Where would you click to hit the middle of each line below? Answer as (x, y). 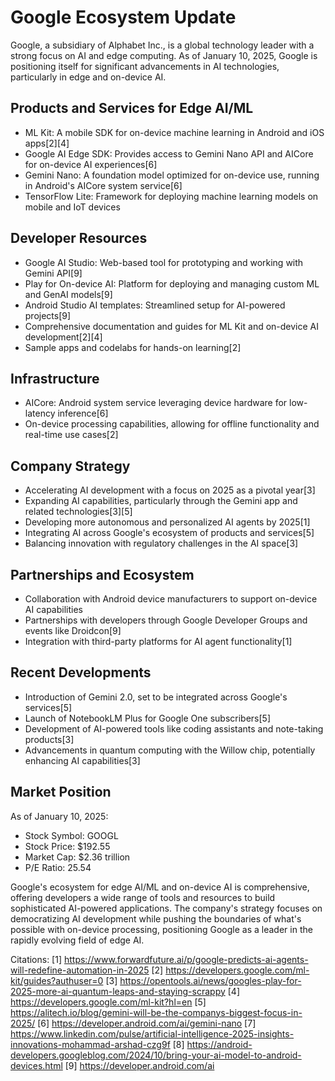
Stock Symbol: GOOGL (71, 835)
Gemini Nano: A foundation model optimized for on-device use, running (172, 175)
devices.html (36, 1065)
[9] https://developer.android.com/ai (139, 1065)
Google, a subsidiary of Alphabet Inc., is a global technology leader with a (162, 45)
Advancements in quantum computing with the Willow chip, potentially (170, 750)
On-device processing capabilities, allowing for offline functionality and (172, 424)
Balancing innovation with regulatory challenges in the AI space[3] (161, 543)
